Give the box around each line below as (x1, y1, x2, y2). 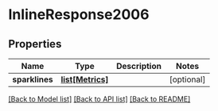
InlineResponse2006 (8, 6, 150, 24)
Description (116, 61, 162, 71)
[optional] (169, 74, 206, 85)
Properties (8, 37, 62, 51)
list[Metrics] (60, 74, 109, 85)
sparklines (12, 74, 53, 85)
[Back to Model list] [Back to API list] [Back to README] (8, 94, 191, 104)
